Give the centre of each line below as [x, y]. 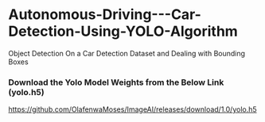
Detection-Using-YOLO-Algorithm [123, 31]
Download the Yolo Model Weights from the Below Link [116, 82]
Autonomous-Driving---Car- [105, 15]
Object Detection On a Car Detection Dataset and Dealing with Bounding [127, 53]
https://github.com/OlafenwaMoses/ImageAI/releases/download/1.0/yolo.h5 [132, 109]
